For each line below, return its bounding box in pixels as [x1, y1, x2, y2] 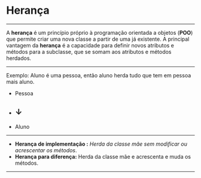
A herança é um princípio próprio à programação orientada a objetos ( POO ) [6, 29, 193, 36]
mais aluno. [6, 78, 35, 85]
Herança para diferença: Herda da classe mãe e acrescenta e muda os [14, 153, 191, 160]
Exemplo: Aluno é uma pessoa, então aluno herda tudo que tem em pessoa [6, 71, 191, 79]
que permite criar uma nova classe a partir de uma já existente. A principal [6, 35, 190, 43]
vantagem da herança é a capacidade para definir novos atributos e [6, 41, 175, 49]
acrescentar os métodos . [14, 146, 77, 153]
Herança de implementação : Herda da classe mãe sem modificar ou [14, 140, 187, 147]
